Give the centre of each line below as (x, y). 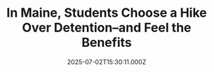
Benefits (106, 43)
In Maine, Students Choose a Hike (107, 13)
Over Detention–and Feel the (107, 28)
